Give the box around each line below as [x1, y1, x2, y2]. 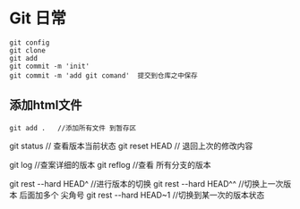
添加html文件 [9, 97, 82, 113]
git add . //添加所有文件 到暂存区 [9, 123, 137, 132]
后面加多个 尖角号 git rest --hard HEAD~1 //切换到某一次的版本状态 [19, 189, 265, 200]
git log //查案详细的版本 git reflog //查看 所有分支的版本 [9, 159, 212, 170]
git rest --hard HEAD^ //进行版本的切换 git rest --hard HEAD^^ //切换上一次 [9, 178, 284, 188]
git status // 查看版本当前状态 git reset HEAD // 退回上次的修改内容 [9, 140, 253, 151]
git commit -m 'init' [9, 62, 90, 71]
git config [9, 38, 50, 47]
